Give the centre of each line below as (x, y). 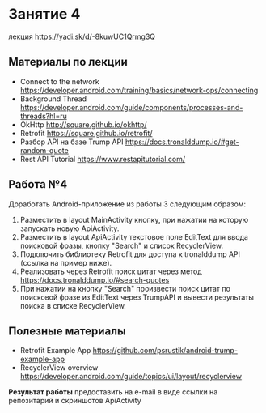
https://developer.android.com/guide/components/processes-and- (131, 107)
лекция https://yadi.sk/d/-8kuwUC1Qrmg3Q (82, 36)
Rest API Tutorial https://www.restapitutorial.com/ (103, 159)
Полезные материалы (68, 331)
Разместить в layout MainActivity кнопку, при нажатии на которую (134, 219)
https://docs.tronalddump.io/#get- (182, 142)
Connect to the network (59, 81)
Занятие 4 (44, 14)
